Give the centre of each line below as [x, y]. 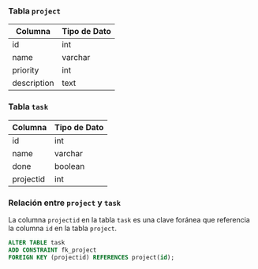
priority [26, 70]
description [33, 83]
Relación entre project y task [64, 203]
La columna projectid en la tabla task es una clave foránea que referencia [129, 219]
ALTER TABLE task [37, 242]
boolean [69, 166]
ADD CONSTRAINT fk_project [52, 250]
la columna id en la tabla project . [62, 228]
